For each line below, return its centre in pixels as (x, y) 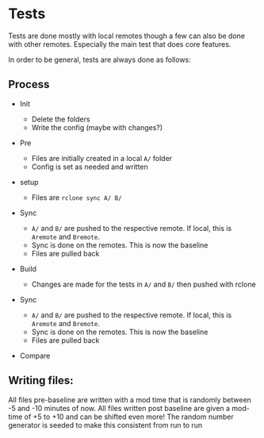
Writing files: (41, 380)
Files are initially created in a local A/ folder (102, 158)
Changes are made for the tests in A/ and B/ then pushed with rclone (143, 284)
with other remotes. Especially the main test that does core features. (120, 44)
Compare (35, 355)
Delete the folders (61, 119)
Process (29, 85)
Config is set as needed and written (90, 167)
